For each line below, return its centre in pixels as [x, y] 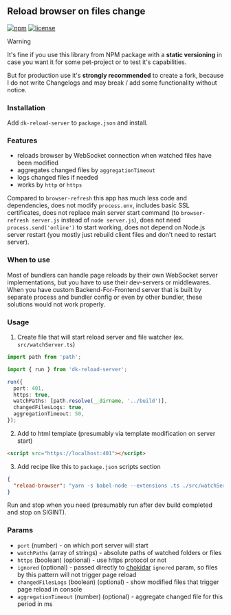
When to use [29, 260]
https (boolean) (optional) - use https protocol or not [92, 560]
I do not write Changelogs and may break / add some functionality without [112, 83]
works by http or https [49, 185]
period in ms [35, 604]
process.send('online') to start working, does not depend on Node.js [106, 227]
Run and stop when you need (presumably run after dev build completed [110, 505]
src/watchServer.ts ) [46, 344]
